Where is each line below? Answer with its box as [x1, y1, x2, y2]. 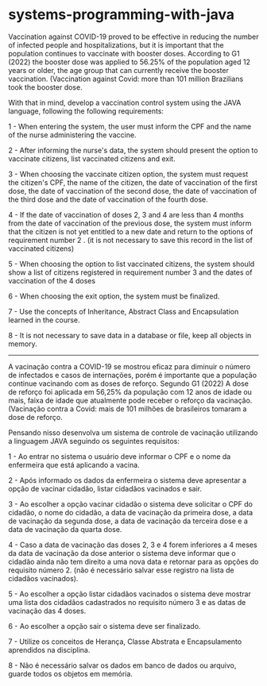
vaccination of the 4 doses [8, 276, 96, 285]
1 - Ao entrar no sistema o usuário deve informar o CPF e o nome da [8, 451, 231, 461]
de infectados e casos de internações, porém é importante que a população [8, 370, 257, 380]
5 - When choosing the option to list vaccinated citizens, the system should [8, 259, 255, 268]
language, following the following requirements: [8, 106, 164, 116]
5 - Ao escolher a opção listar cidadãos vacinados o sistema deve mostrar [8, 589, 252, 599]
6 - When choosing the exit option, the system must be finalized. [8, 291, 220, 301]
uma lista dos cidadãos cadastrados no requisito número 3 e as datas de [8, 597, 246, 607]
